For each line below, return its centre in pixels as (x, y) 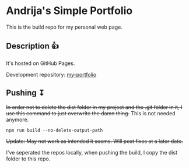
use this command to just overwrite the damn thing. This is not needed (91, 113)
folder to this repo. (28, 159)
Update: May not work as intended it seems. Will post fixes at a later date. (94, 141)
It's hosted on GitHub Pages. (41, 63)
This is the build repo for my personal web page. (64, 27)
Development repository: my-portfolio (51, 74)
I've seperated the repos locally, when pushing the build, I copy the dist (92, 152)
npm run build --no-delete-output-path (55, 130)
